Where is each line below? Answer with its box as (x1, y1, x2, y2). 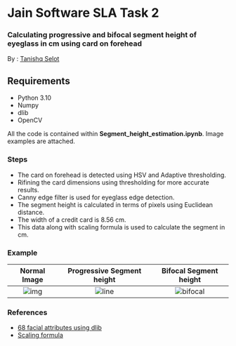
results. (17, 185, 40, 194)
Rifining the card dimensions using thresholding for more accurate (17, 178, 209, 187)
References (7, 307, 48, 317)
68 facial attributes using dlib (17, 324, 102, 332)
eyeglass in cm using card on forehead (7, 39, 143, 48)
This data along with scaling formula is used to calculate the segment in (17, 222, 225, 231)
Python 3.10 (17, 93, 51, 102)
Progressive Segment (67, 265, 142, 275)
